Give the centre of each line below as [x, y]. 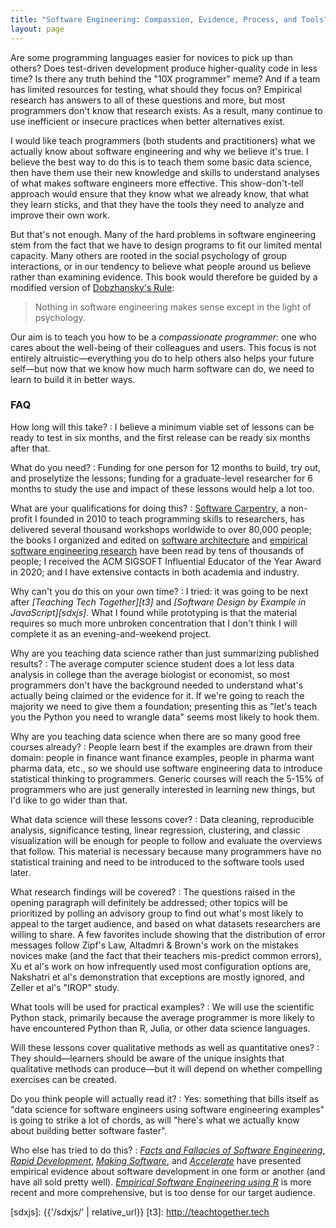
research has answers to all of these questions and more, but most [148, 100]
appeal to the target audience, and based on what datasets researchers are [165, 923]
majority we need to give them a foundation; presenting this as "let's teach [164, 706]
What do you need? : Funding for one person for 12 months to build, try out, [165, 467]
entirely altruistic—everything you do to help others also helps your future [162, 358]
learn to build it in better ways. [73, 379]
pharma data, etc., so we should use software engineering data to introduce [166, 768]
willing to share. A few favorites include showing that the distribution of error [168, 934]
